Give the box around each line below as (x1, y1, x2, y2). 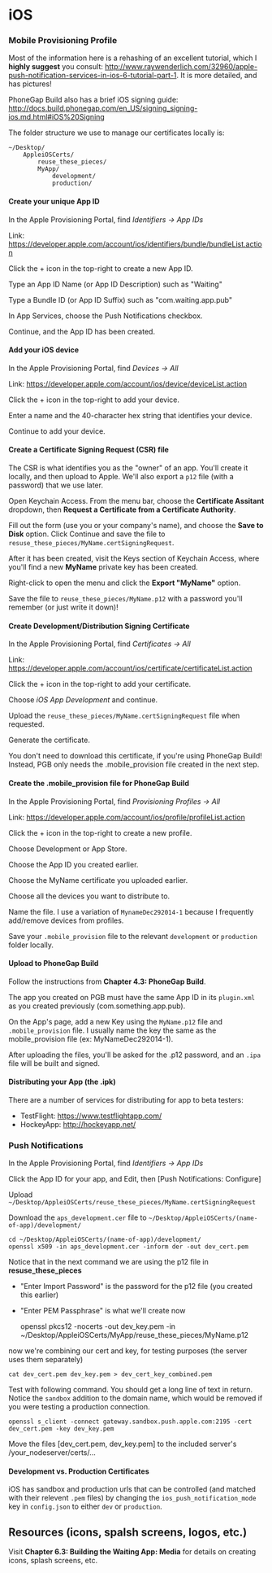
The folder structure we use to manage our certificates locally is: (8, 128, 225, 138)
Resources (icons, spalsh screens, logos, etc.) (8, 1525, 248, 1539)
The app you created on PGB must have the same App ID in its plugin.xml (8, 992, 256, 1002)
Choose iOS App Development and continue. (8, 695, 158, 705)
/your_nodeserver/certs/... (8, 1448, 96, 1457)
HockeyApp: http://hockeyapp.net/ (19, 1119, 136, 1129)
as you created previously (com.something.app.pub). (8, 1001, 186, 1011)
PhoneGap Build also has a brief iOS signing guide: (8, 95, 179, 105)
